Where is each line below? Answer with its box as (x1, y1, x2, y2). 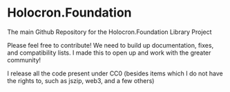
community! (7, 55, 41, 64)
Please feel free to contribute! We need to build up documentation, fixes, (7, 41, 214, 49)
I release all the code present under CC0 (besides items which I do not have (7, 69, 223, 77)
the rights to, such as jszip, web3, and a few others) (7, 76, 155, 84)
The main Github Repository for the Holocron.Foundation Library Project (7, 28, 212, 36)
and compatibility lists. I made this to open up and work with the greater (7, 48, 211, 57)
